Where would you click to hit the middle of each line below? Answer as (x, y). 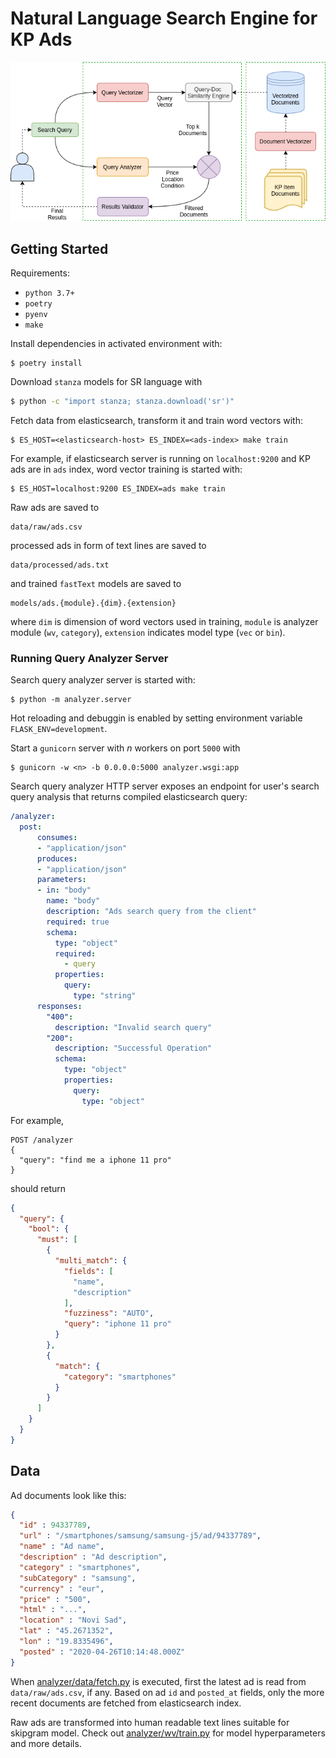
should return (38, 1188)
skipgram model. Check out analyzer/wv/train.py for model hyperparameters (168, 1733)
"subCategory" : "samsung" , (78, 1578)
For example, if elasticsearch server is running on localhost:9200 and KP (160, 458)
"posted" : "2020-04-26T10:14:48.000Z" (102, 1652)
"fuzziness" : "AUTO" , (109, 1313)
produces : (57, 858)
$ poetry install (46, 363)
